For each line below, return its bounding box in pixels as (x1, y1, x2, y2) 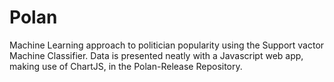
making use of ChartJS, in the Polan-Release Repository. (9, 60, 243, 72)
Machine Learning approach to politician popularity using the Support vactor (9, 39, 325, 51)
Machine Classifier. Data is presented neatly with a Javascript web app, (9, 49, 304, 61)
